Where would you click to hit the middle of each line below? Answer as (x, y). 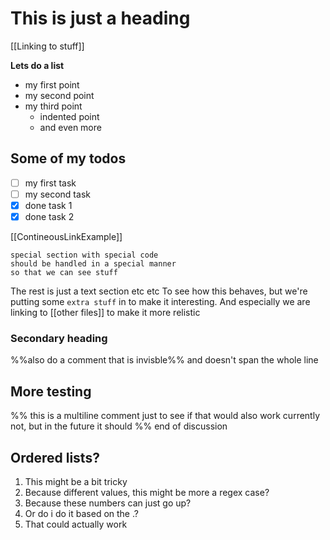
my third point (53, 106)
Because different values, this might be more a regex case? (147, 492)
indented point (69, 116)
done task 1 (48, 205)
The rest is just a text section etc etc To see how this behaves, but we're (159, 291)
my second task (57, 194)
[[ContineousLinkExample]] (66, 236)
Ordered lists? (55, 457)
